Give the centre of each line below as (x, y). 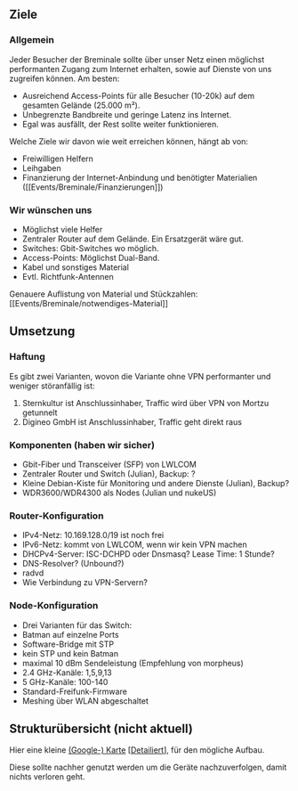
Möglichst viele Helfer (62, 229)
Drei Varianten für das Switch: (77, 625)
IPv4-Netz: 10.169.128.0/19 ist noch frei (93, 535)
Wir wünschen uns (51, 210)
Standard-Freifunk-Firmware (74, 691)
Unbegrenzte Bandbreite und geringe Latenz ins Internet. (127, 114)
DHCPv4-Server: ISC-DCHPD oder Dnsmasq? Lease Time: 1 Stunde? (148, 554)
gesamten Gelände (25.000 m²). (81, 105)
